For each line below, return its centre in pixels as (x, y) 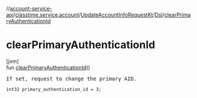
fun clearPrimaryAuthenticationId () (48, 67)
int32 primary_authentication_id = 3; (54, 89)
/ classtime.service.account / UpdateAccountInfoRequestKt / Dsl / (89, 15)
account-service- (31, 9)
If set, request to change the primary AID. (72, 79)
